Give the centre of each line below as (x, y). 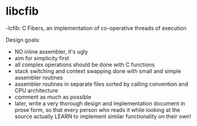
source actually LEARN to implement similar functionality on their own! (103, 116)
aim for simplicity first (42, 58)
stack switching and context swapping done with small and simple (98, 71)
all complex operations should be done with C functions (84, 65)
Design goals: (23, 40)
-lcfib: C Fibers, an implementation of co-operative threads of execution (96, 28)
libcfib (22, 11)
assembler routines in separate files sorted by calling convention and (101, 84)
